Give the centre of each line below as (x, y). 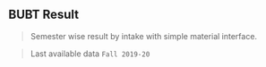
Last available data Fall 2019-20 (90, 54)
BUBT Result (44, 15)
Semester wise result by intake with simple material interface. (143, 36)
